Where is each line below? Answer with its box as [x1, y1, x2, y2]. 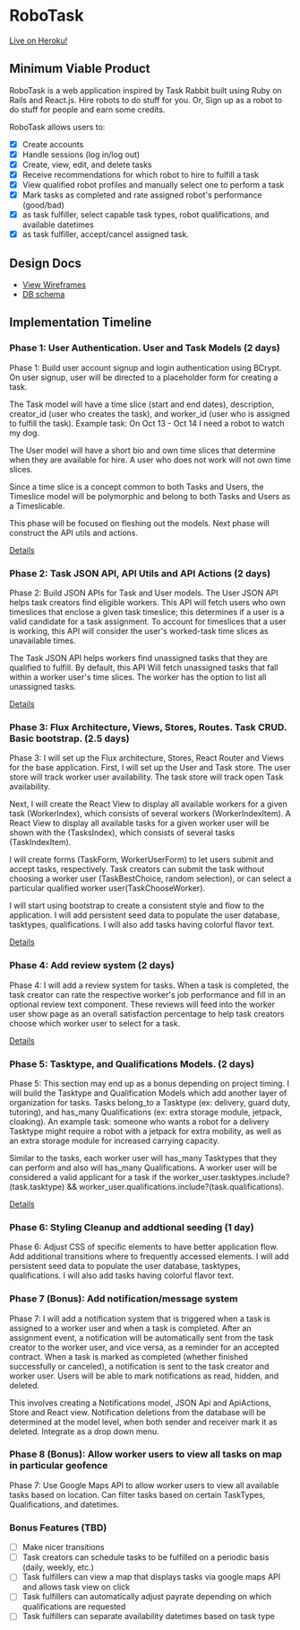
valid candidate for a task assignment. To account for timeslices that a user [9, 616, 287, 627]
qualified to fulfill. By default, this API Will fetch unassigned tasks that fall [9, 662, 279, 674]
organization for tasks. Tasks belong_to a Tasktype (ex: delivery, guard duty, [9, 1097, 291, 1107]
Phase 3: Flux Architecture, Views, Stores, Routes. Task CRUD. [9, 720, 287, 733]
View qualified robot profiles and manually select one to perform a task [21, 180, 285, 189]
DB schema [21, 289, 65, 300]
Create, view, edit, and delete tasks [21, 159, 152, 170]
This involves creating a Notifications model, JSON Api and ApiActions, [9, 1397, 271, 1408]
